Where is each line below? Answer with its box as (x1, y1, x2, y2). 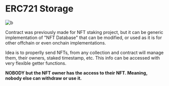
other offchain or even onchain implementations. (5, 39, 106, 45)
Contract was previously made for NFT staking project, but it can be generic (5, 29, 163, 35)
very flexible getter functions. (5, 60, 67, 66)
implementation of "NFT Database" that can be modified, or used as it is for (5, 34, 162, 40)
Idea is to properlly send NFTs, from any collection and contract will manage (5, 49, 164, 55)
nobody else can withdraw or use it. (5, 75, 82, 81)
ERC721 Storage (5, 3, 74, 14)
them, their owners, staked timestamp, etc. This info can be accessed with (5, 54, 160, 60)
